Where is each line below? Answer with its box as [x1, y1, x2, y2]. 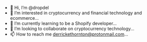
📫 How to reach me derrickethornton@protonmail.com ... [10, 31, 128, 37]
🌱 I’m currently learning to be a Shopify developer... [10, 20, 117, 26]
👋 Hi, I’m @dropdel [10, 5, 49, 10]
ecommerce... [10, 15, 39, 21]
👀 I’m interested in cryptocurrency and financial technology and [10, 10, 142, 16]
